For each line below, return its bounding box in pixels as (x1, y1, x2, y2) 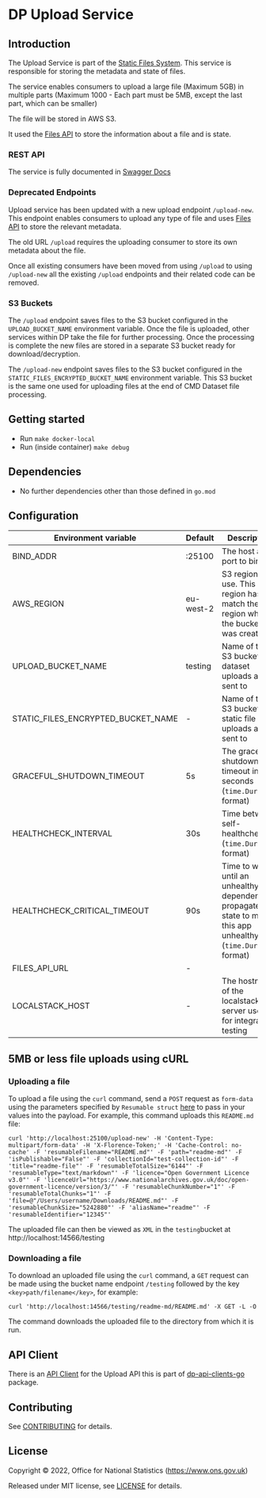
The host (221, 546, 255, 557)
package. (8, 1378, 39, 1387)
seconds (221, 776, 254, 787)
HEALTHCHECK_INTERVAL (12, 828, 113, 839)
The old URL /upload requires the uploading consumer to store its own (8, 237, 237, 246)
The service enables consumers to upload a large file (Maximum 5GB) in (8, 82, 244, 91)
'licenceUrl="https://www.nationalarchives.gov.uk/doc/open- (43, 1176, 249, 1184)
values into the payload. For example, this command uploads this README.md (8, 1111, 254, 1120)
